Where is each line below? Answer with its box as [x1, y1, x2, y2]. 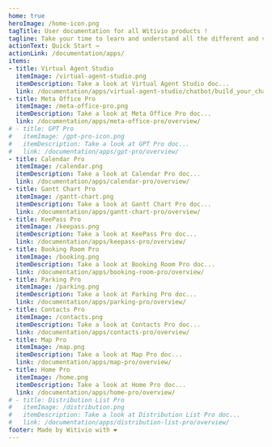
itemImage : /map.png [15, 343, 85, 351]
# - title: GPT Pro [8, 125, 74, 133]
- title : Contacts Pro [8, 305, 85, 313]
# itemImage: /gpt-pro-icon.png [8, 132, 125, 140]
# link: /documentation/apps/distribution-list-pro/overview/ [8, 419, 230, 427]
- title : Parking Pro [8, 275, 82, 283]
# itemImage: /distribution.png [8, 403, 125, 411]
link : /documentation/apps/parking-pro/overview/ [15, 298, 186, 306]
